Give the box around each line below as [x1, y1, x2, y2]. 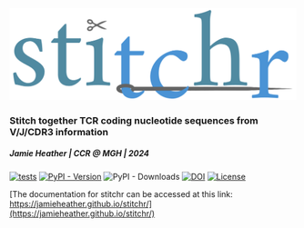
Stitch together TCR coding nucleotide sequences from [9, 114, 259, 126]
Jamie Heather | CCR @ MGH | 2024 [9, 148, 150, 159]
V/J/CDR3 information [9, 125, 109, 138]
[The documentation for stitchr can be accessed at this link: [9, 188, 234, 199]
